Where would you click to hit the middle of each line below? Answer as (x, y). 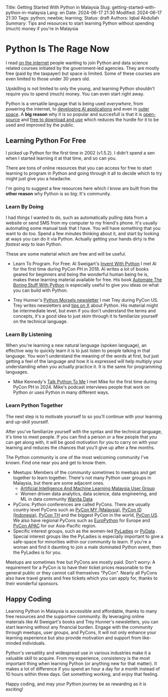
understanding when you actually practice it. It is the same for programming (84, 367)
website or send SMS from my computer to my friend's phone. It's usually (82, 223)
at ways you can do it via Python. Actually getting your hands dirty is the (80, 239)
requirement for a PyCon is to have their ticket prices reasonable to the (79, 567)
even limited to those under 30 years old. (48, 79)
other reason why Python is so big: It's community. (58, 193)
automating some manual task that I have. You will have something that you (83, 228)
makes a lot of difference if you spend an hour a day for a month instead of (83, 669)
